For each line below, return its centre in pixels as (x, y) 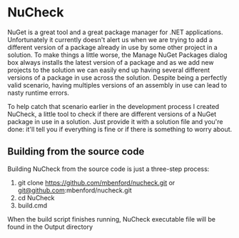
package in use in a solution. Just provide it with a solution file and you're (115, 121)
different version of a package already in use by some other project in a (112, 47)
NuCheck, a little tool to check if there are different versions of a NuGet (112, 114)
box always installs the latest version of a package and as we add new (111, 62)
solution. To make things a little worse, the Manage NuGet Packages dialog (117, 55)
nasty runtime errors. (39, 93)
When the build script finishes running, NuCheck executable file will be (112, 219)
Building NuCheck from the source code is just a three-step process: (108, 169)
